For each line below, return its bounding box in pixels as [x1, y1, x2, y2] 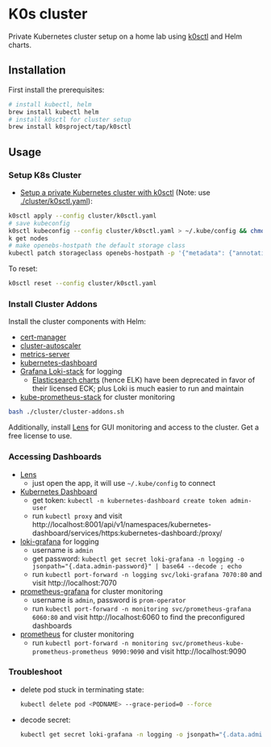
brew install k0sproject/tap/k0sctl [8, 122, 131, 131]
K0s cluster [8, 5, 88, 23]
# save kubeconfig [8, 219, 70, 227]
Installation [8, 64, 66, 77]
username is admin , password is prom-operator [31, 595, 187, 604]
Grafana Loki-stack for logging [19, 367, 123, 376]
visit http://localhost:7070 [31, 578, 117, 587]
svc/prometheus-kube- [171, 639, 244, 647]
